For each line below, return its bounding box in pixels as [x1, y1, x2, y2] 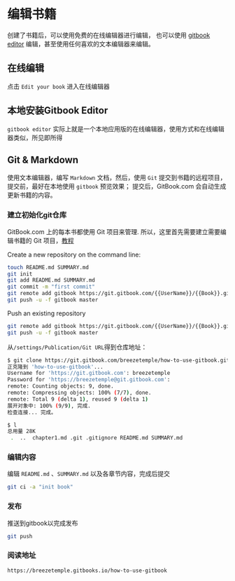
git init [7, 271, 33, 278]
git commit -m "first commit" [7, 283, 96, 291]
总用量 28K [7, 428, 36, 435]
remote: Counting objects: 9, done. [7, 383, 114, 390]
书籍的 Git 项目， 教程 [13, 236, 75, 245]
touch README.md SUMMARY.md [7, 264, 90, 271]
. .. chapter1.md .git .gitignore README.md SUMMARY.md [10, 435, 183, 442]
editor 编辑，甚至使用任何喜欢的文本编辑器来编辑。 [7, 39, 155, 48]
